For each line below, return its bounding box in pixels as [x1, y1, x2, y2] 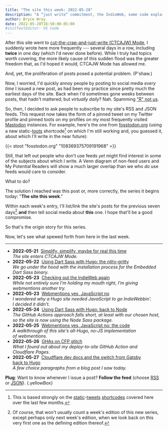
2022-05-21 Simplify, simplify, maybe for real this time [12, 248, 126, 254]
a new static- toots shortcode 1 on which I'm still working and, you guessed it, [5, 127, 163, 134]
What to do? [5, 178, 30, 184]
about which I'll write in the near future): [5, 133, 88, 139]
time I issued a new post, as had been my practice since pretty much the [5, 85, 155, 91]
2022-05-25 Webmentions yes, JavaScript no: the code [12, 322, 130, 328]
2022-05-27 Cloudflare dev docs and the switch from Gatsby [12, 354, 141, 360]
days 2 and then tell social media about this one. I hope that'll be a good [5, 208, 152, 215]
